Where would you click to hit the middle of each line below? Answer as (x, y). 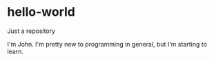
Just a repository (31, 31)
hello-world (41, 12)
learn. (16, 51)
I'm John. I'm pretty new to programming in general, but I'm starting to (107, 44)
